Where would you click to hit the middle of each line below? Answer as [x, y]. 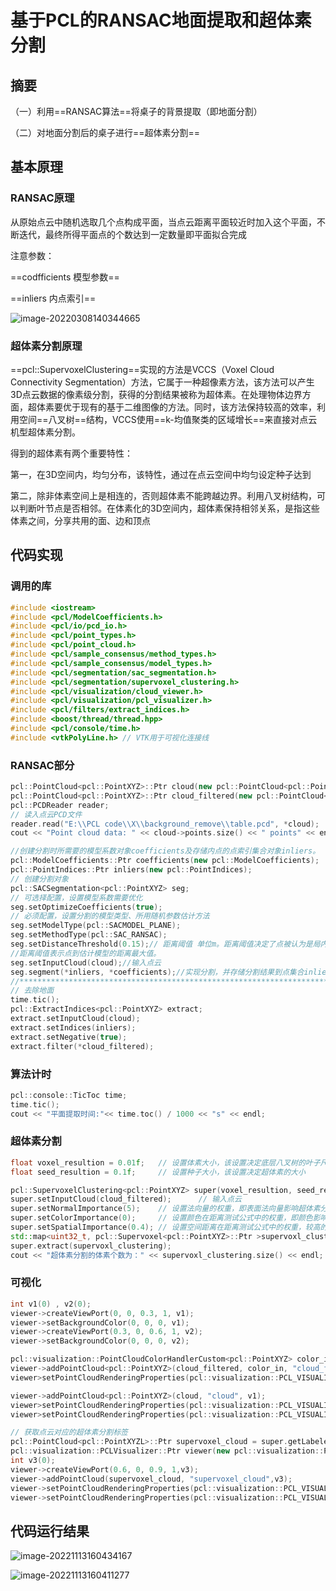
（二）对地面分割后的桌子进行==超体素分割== [105, 132]
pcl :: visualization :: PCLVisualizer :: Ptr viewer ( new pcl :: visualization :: [167, 1451]
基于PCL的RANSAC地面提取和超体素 [161, 20]
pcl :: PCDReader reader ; [60, 805]
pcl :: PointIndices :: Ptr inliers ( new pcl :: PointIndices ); [131, 870]
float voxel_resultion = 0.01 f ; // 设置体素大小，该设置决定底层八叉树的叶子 [165, 1162]
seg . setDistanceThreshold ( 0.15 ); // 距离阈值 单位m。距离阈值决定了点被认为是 [161, 944]
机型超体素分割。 [45, 432]
